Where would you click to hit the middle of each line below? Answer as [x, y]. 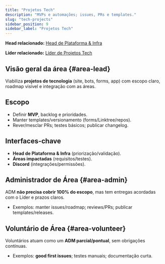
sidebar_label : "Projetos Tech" [39, 29]
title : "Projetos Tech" [30, 10]
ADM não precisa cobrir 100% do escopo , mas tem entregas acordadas [80, 192]
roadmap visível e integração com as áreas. [50, 86]
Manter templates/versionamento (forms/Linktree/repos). [72, 120]
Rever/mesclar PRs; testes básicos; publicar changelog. [70, 125]
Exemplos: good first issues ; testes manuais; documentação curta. [82, 256]
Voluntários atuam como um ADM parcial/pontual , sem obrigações [75, 241]
